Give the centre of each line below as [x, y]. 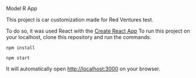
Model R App [22, 8]
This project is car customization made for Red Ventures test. [80, 19]
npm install [20, 48]
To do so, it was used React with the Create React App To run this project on [98, 31]
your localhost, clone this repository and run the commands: [79, 37]
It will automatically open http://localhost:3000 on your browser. [83, 69]
